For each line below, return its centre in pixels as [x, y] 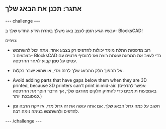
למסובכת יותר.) [27, 96]
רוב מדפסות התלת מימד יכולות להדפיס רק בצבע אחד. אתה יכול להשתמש [81, 50]
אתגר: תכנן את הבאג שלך [44, 9]
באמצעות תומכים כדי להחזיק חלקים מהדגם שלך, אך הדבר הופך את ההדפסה [85, 91]
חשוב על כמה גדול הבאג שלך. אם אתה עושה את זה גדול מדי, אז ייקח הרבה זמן [86, 106]
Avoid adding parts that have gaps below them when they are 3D [79, 80]
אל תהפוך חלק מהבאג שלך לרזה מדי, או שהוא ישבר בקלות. [68, 70]
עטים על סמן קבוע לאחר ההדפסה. [45, 61]
